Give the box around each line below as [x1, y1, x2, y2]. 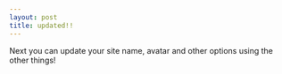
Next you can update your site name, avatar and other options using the [9, 45, 274, 55]
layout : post [9, 12, 58, 22]
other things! [9, 55, 56, 65]
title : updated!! [9, 21, 74, 30]
